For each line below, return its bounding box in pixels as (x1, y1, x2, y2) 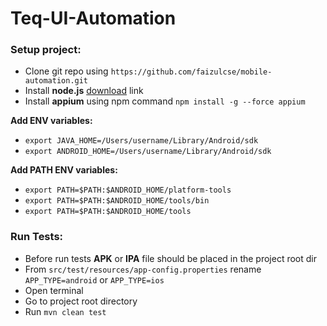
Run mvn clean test (24, 305, 107, 317)
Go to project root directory (24, 295, 138, 307)
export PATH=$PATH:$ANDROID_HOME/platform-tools (24, 185, 232, 196)
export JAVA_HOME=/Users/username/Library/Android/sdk (24, 136, 259, 146)
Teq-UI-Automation (10, 7, 177, 30)
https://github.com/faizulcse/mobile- (110, 67, 273, 77)
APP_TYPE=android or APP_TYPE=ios (24, 273, 165, 286)
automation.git (24, 76, 89, 86)
